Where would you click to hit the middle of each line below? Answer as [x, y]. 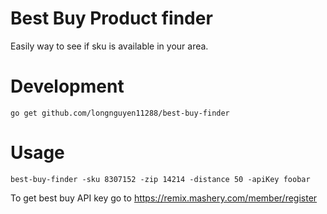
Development [67, 86]
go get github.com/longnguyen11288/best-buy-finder [120, 113]
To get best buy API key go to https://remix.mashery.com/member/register [164, 198]
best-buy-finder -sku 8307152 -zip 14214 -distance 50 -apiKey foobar [160, 179]
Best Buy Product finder [111, 18]
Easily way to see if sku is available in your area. [109, 46]
